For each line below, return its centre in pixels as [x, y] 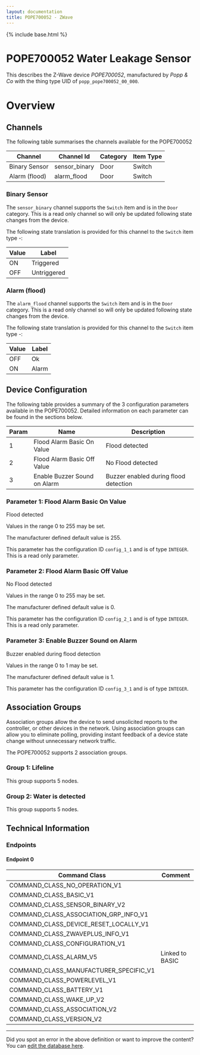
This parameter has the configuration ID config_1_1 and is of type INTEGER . [97, 549]
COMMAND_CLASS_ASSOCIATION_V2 [63, 1009]
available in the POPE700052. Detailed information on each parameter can [97, 411]
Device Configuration [47, 390]
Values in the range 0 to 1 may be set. [52, 665]
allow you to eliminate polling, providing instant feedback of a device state [97, 734]
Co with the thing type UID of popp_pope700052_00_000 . [73, 81]
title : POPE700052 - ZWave [40, 17]
